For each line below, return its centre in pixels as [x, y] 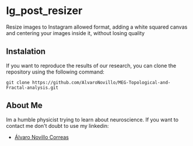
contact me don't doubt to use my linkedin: [57, 126]
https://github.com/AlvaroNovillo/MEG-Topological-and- [101, 82]
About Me [24, 105]
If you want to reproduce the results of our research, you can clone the [91, 65]
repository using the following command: [55, 72]
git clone [18, 82]
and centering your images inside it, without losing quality [75, 33]
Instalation [26, 52]
